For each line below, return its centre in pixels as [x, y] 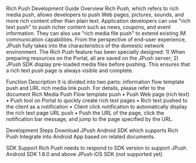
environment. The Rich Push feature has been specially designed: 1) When [96, 52]
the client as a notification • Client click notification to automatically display [97, 107]
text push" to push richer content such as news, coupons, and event [88, 27]
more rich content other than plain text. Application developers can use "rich [98, 21]
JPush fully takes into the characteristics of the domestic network [85, 46]
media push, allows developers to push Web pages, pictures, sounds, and [95, 15]
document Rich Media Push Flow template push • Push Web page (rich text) [98, 94]
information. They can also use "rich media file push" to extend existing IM [96, 33]
